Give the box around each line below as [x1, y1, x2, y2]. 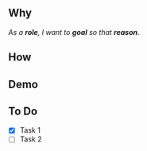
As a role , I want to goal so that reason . [8, 27, 140, 37]
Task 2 [19, 134, 42, 144]
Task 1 [19, 126, 41, 135]
